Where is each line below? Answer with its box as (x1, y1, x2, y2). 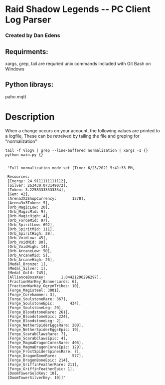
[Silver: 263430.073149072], (7, 183, 68, 188)
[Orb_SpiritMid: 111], (7, 226, 55, 232)
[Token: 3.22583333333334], (7, 187, 66, 192)
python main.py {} (5, 152, 43, 157)
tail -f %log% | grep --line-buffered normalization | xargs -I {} (5, 148, 149, 153)
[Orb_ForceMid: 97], (7, 218, 50, 223)
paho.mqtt (5, 93, 26, 99)
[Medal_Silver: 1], (7, 266, 48, 271)
